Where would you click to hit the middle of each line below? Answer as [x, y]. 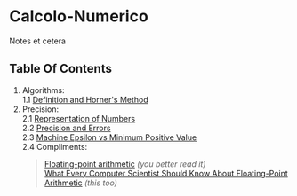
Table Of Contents [61, 69]
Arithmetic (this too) [81, 183]
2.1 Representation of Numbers [79, 118]
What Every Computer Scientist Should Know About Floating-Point [166, 173]
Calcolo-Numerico [79, 16]
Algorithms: [43, 90]
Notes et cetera [38, 41]
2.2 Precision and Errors [66, 128]
